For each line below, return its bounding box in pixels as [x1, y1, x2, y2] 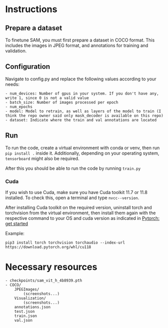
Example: [5, 230, 25, 236]
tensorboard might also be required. [5, 155, 80, 161]
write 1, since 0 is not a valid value [5, 95, 89, 101]
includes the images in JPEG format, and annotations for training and [5, 42, 149, 49]
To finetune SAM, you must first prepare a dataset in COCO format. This [5, 37, 155, 43]
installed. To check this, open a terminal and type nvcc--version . [5, 195, 140, 201]
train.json [14, 313, 37, 318]
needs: [5, 81, 20, 87]
